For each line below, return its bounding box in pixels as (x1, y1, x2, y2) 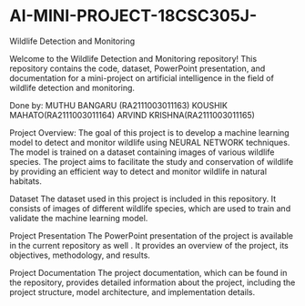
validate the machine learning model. (9, 212, 148, 223)
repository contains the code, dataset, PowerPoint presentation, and (9, 63, 266, 74)
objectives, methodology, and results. (9, 250, 150, 260)
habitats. (9, 175, 43, 187)
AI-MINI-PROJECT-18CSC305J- (9, 5, 258, 26)
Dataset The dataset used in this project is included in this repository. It (9, 193, 277, 204)
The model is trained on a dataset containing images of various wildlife (9, 147, 275, 158)
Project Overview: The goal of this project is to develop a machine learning (9, 127, 290, 138)
